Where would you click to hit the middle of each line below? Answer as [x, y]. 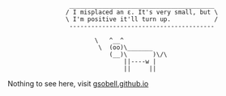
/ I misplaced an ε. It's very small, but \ [142, 12]
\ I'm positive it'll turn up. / [142, 19]
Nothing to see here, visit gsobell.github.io [78, 83]
